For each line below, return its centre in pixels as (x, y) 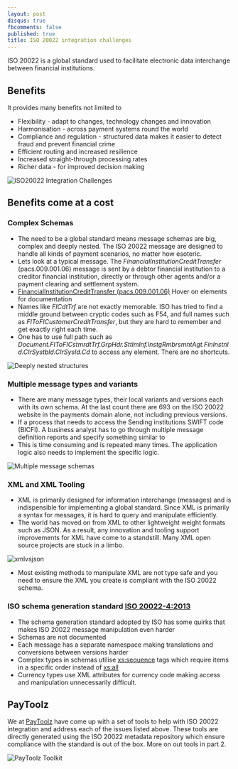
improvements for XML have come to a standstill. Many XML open (114, 538)
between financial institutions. (51, 68)
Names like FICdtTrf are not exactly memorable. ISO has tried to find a (120, 306)
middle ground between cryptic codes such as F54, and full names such (123, 314)
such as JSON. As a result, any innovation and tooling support (108, 530)
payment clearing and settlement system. (79, 284)
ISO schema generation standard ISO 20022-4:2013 (99, 606)
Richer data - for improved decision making (81, 166)
